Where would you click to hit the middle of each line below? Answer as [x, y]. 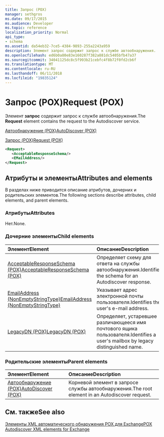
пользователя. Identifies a [126, 334]
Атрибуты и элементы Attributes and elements [79, 178]
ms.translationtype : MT [29, 64]
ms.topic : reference [26, 28]
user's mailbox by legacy [125, 340]
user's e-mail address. [123, 308]
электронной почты [120, 296]
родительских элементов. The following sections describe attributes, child [81, 195]
